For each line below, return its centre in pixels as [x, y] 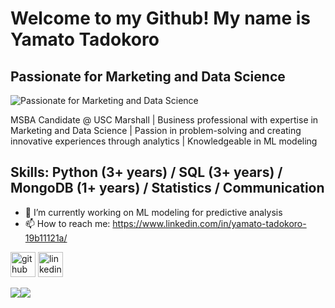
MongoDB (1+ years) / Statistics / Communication [167, 188]
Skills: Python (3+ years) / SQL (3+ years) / [146, 172]
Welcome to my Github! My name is [160, 18]
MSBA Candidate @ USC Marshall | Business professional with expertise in [164, 120]
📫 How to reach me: [67, 223]
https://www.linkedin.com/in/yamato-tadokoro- [209, 223]
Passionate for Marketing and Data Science [148, 76]
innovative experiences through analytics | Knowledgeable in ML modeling [164, 141]
